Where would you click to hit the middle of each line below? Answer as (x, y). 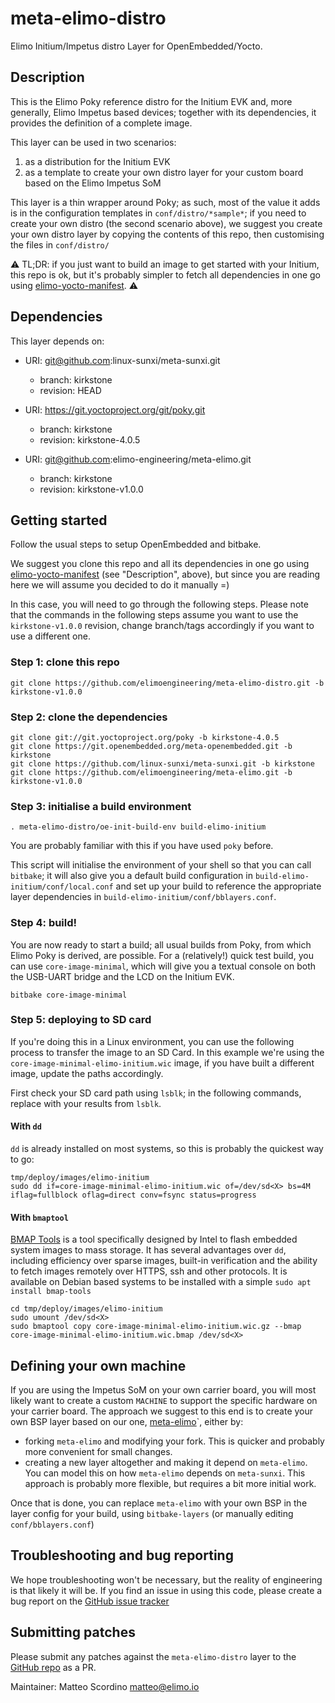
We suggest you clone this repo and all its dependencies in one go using (160, 564)
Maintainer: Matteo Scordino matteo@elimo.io (105, 1686)
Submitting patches (73, 1632)
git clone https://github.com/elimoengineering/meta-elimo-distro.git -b (167, 683)
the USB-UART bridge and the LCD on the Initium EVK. (122, 976)
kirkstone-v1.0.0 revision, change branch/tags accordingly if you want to (162, 626)
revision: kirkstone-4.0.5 (90, 439)
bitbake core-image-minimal (69, 995)
